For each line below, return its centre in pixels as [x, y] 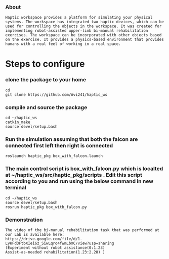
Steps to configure [45, 64]
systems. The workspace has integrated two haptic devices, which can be [85, 22]
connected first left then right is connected [59, 146]
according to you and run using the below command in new [79, 181]
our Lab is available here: [35, 234]
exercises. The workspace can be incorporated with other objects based [83, 35]
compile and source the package [46, 107]
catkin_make [18, 122]
